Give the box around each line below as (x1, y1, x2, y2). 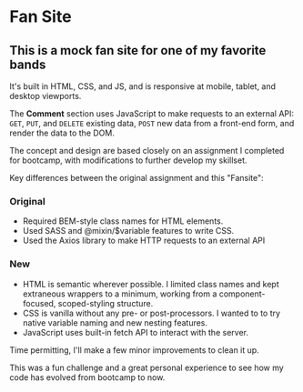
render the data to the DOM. (9, 127, 116, 138)
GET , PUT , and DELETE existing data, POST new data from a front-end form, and (9, 118, 295, 128)
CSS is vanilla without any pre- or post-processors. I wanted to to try (22, 307, 280, 318)
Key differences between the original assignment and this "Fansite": (9, 173, 264, 183)
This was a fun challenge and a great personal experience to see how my (9, 362, 284, 373)
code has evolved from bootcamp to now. (9, 371, 166, 383)
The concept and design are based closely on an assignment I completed (9, 146, 285, 156)
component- (218, 288, 266, 299)
